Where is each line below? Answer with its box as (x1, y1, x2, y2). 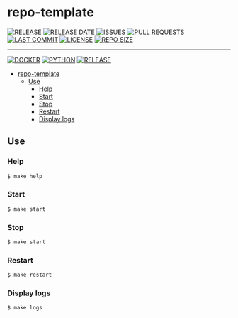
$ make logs (7, 305, 42, 312)
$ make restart (7, 271, 52, 279)
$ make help (7, 172, 42, 180)
